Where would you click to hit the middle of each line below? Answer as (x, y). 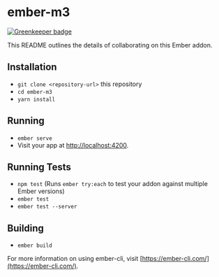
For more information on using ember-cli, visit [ (75, 259)
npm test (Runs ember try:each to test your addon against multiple (112, 184)
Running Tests (39, 167)
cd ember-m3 (35, 92)
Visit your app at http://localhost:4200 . (73, 145)
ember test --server (47, 207)
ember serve (35, 138)
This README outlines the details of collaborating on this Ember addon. (110, 45)
